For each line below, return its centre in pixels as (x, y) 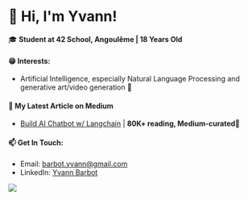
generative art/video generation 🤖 (76, 87)
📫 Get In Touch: (36, 142)
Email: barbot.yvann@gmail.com (74, 164)
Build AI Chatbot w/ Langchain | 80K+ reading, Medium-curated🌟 (130, 123)
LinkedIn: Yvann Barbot (59, 172)
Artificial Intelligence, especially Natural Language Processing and (130, 79)
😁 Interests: (29, 60)
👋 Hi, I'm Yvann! (63, 17)
